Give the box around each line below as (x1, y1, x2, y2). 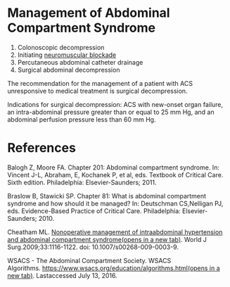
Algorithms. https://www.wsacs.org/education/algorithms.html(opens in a (7, 264, 220, 272)
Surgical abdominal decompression (17, 65, 120, 74)
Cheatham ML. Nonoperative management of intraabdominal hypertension (7, 227, 223, 236)
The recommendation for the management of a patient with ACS (7, 79, 193, 87)
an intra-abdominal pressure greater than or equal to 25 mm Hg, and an (7, 108, 215, 116)
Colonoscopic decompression (17, 43, 105, 51)
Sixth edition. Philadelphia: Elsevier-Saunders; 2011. (7, 178, 157, 186)
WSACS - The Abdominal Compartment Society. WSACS (7, 256, 172, 264)
